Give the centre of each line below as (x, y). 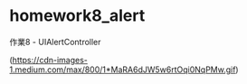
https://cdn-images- (50, 60)
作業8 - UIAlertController (55, 42)
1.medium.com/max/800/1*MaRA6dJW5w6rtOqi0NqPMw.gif (123, 70)
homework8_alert (77, 16)
